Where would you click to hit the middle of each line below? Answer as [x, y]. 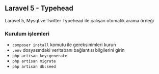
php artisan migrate [34, 61]
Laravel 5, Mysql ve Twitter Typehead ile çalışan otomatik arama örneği [79, 20]
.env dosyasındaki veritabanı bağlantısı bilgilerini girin [68, 50]
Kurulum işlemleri [27, 33]
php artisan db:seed [34, 67]
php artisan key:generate [39, 56]
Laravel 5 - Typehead [39, 8]
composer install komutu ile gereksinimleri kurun [64, 45]
